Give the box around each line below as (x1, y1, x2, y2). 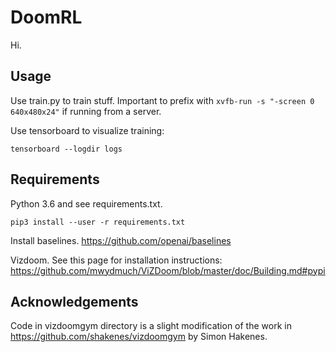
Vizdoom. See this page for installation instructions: (10, 254, 223, 266)
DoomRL (10, 6, 83, 29)
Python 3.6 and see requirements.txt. (10, 197, 163, 210)
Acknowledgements (10, 293, 139, 310)
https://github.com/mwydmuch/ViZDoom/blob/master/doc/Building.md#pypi (10, 264, 326, 276)
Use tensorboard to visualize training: (10, 124, 165, 136)
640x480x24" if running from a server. (10, 105, 162, 117)
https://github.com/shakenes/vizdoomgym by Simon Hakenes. (10, 331, 268, 343)
